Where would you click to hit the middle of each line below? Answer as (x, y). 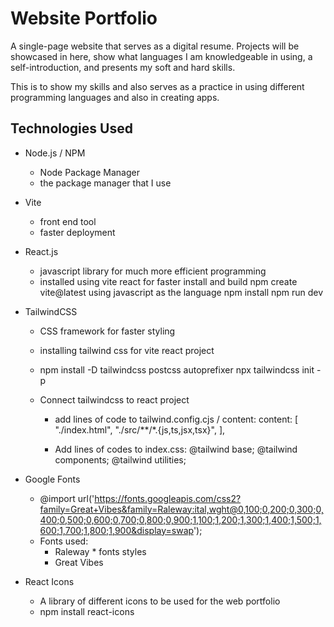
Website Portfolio (84, 18)
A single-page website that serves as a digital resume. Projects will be (155, 46)
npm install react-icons (87, 611)
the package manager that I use (105, 183)
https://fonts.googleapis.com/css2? (168, 498)
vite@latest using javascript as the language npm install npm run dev (181, 292)
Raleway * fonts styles (100, 551)
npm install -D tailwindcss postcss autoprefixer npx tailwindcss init (177, 369)
